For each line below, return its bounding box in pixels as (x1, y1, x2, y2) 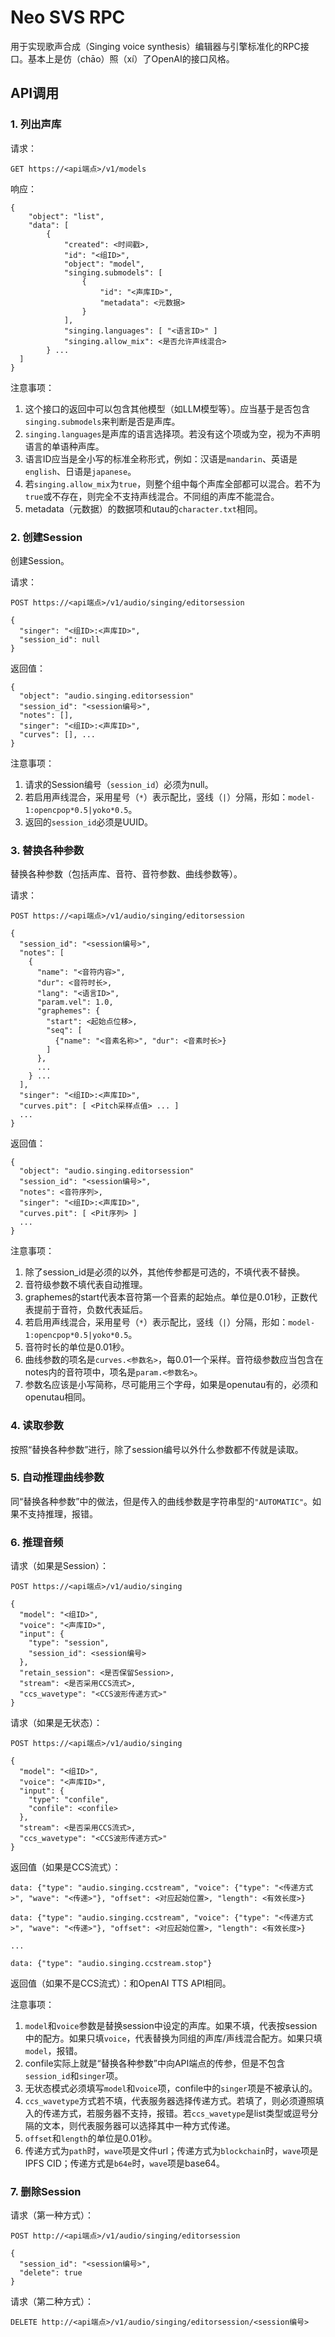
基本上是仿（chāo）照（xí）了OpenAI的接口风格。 (27, 52, 235, 65)
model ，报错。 (24, 2045, 83, 2057)
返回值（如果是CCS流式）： (10, 1861, 122, 1873)
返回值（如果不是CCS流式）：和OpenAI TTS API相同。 (10, 1977, 232, 1990)
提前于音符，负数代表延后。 (33, 1304, 148, 1316)
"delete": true (19, 2268, 83, 2278)
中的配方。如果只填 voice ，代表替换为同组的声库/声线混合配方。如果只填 (24, 2032, 323, 2045)
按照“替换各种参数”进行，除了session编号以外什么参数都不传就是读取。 (10, 1443, 304, 1455)
